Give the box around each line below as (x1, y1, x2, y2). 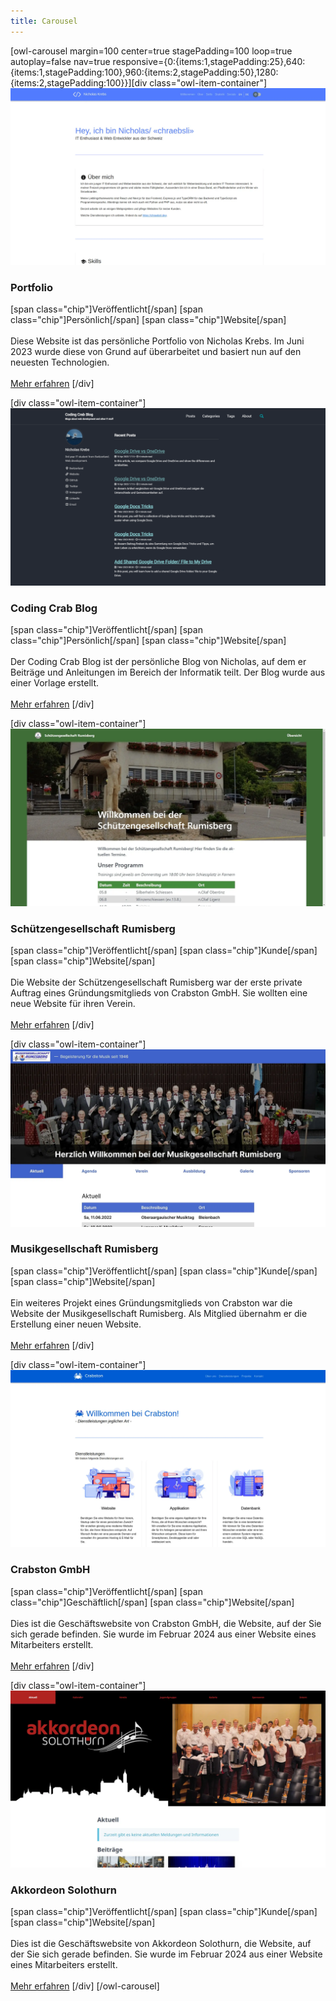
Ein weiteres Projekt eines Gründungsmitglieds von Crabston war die (10, 1296, 293, 1309)
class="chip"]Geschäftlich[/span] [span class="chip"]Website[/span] (10, 1596, 295, 1608)
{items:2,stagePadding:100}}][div (10, 76, 148, 89)
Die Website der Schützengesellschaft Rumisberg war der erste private (10, 976, 303, 989)
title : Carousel (10, 16, 78, 26)
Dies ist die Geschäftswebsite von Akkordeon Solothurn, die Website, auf (10, 1938, 312, 1950)
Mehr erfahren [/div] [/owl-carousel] (10, 1980, 160, 1992)
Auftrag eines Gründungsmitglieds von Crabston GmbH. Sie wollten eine (10, 987, 308, 999)
